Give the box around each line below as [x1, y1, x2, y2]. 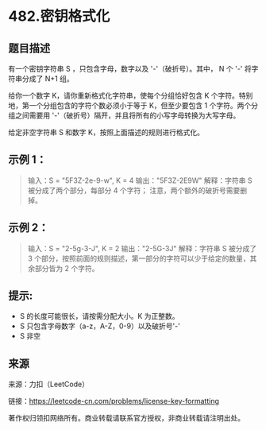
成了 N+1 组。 [29, 74, 74, 83]
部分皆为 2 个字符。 [34, 263, 99, 273]
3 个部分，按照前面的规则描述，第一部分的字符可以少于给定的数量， [27, 254, 250, 263]
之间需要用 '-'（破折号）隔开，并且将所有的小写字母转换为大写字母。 [14, 110, 241, 120]
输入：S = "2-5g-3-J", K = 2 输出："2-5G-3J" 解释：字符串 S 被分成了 [27, 243, 256, 253]
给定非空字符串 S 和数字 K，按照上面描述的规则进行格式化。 [8, 128, 205, 137]
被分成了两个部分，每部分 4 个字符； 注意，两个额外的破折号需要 [27, 185, 241, 195]
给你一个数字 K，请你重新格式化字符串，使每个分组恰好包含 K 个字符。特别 [8, 91, 253, 100]
